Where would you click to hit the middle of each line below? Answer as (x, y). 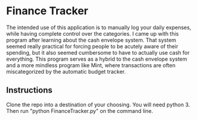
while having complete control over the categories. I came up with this (93, 33)
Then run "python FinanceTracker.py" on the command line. (80, 110)
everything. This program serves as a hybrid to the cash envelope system (97, 59)
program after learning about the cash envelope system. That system (91, 40)
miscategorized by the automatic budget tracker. (66, 71)
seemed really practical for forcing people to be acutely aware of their (92, 46)
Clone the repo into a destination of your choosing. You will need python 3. (98, 105)
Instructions (29, 90)
